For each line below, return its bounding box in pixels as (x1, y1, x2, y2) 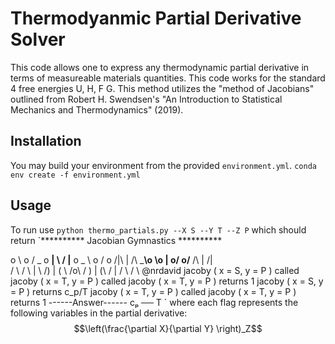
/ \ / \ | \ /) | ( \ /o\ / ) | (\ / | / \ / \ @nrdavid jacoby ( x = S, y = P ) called (10, 264, 300, 276)
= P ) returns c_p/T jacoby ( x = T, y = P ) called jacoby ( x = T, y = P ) (10, 285, 297, 297)
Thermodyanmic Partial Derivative (10, 7, 302, 30)
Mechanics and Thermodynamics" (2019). (10, 103, 184, 116)
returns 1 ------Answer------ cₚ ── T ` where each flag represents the (10, 296, 299, 308)
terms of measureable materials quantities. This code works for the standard (10, 72, 326, 84)
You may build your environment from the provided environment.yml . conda (10, 159, 317, 171)
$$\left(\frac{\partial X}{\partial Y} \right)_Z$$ (73, 322, 263, 334)
